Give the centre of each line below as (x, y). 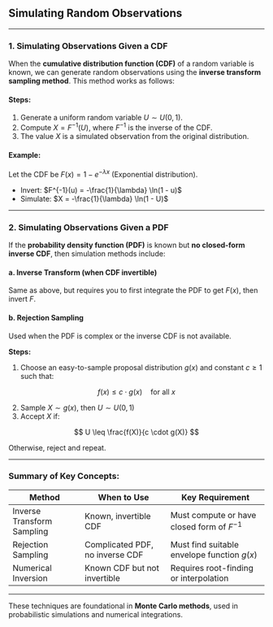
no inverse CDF (114, 555)
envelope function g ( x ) (214, 555)
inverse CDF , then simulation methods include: (87, 254)
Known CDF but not (122, 568)
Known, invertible (118, 516)
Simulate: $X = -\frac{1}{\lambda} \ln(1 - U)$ (94, 198)
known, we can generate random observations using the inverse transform (135, 72)
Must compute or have (213, 516)
